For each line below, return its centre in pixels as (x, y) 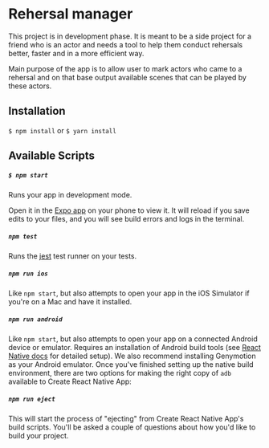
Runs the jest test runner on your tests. (73, 256)
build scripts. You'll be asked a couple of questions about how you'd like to (132, 427)
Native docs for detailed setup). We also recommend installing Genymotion (132, 356)
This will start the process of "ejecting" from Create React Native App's (126, 418)
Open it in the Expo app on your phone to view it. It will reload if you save (129, 210)
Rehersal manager (71, 14)
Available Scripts (51, 156)
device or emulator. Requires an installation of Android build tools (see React (134, 348)
